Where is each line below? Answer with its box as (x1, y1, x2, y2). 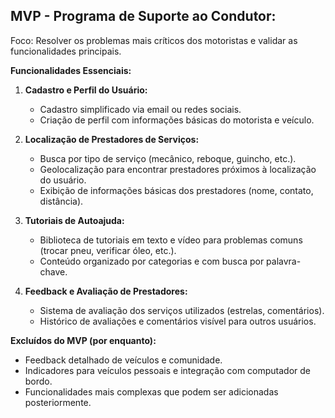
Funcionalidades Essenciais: (10, 64, 132, 76)
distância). (39, 195, 84, 207)
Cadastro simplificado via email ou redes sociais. (39, 103, 242, 115)
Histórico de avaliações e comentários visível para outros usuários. (39, 315, 317, 327)
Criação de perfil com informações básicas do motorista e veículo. (39, 114, 315, 126)
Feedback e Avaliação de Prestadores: (24, 285, 188, 297)
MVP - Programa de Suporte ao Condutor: (10, 8, 277, 25)
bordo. (24, 375, 53, 387)
